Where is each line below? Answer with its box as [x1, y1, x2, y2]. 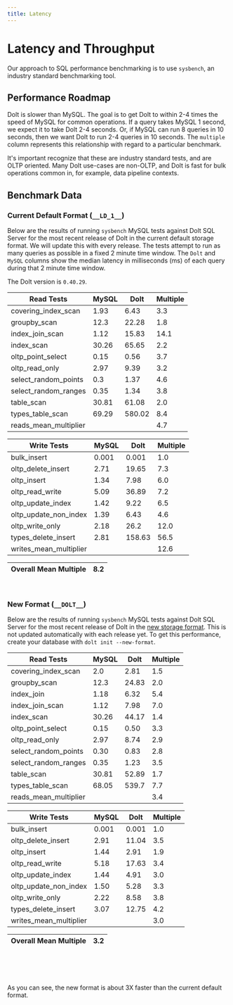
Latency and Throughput [7, 40, 155, 56]
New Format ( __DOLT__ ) [7, 599, 86, 609]
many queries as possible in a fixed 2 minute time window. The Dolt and [7, 249, 216, 258]
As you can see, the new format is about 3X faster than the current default [7, 983, 222, 992]
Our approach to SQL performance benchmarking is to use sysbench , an [7, 64, 215, 72]
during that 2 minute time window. [7, 264, 106, 272]
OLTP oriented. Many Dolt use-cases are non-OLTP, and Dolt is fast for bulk [7, 161, 227, 170]
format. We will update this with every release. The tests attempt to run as [7, 241, 221, 250]
